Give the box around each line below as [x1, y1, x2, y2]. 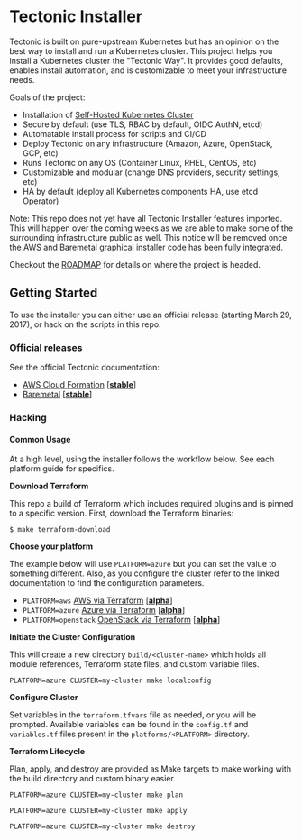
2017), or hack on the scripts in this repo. [9, 318, 161, 330]
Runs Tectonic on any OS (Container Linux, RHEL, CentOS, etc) [22, 157, 257, 168]
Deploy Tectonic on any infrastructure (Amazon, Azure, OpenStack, [22, 138, 273, 149]
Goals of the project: [9, 92, 86, 103]
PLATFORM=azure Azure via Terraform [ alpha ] [22, 605, 186, 616]
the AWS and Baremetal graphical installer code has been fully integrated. [9, 242, 284, 252]
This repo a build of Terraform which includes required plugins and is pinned [9, 498, 294, 509]
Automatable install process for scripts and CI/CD [22, 128, 207, 139]
